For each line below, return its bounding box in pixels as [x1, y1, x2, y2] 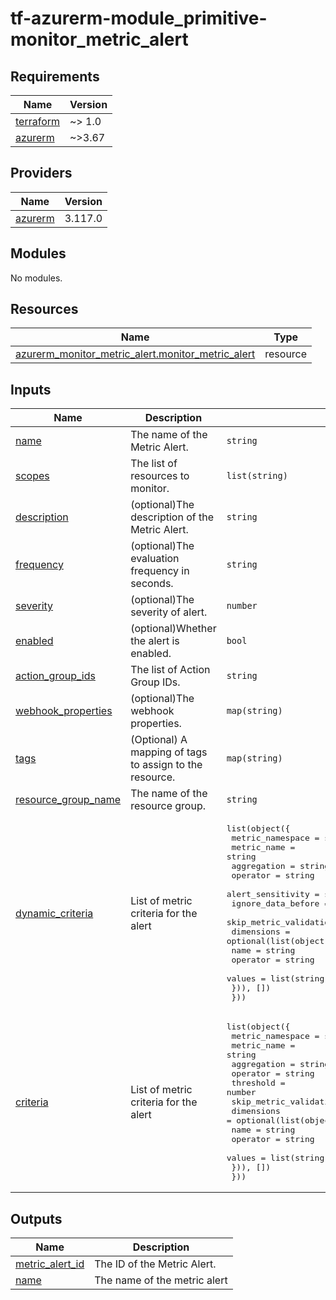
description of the [130, 510, 215, 524]
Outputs [10, 1210, 63, 1227]
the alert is [130, 634, 180, 648]
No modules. [10, 272, 63, 284]
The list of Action [130, 663, 211, 677]
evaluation [130, 552, 180, 566]
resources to [130, 469, 190, 483]
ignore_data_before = [231, 898, 330, 909]
